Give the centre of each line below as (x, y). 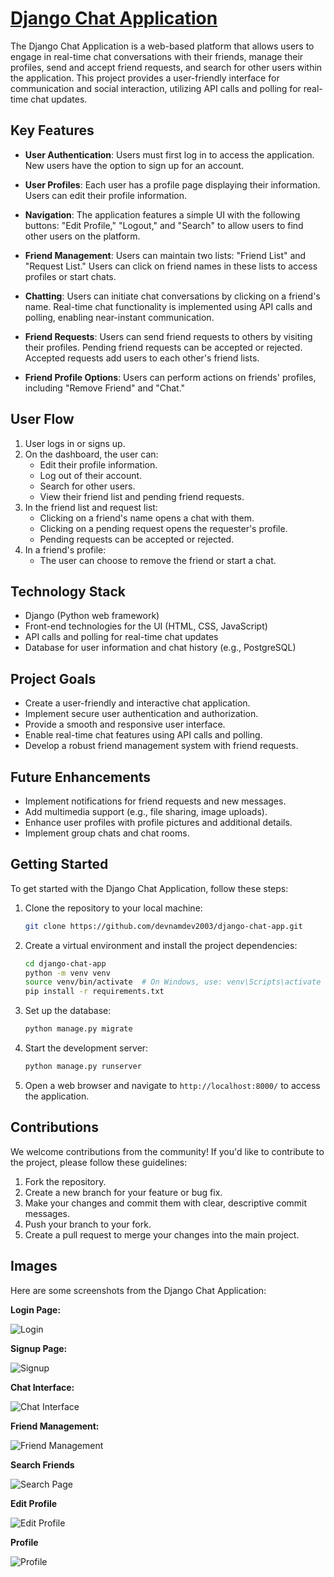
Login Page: (36, 1309)
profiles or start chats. (70, 276)
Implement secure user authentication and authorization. (141, 714)
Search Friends (42, 1464)
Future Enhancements (81, 777)
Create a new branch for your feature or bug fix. (123, 1192)
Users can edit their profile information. (106, 195)
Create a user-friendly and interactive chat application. (137, 703)
